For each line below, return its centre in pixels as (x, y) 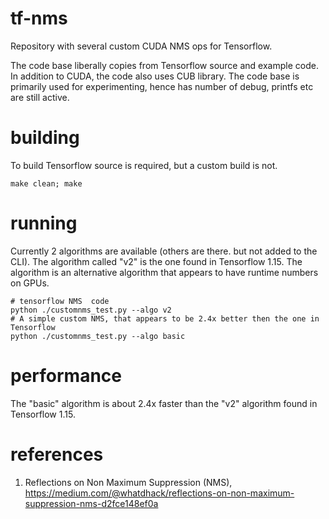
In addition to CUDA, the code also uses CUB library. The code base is (155, 76)
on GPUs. (30, 283)
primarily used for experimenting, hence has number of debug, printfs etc (162, 86)
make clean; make (46, 183)
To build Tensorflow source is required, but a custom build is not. (144, 165)
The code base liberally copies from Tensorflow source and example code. (164, 65)
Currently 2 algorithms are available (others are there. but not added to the (164, 251)
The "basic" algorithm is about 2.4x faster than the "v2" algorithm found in (164, 403)
